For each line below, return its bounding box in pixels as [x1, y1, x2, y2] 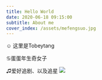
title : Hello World [6, 8, 54, 15]
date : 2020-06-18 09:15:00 [6, 14, 73, 20]
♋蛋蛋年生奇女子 [6, 55, 47, 62]
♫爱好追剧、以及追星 [6, 68, 58, 75]
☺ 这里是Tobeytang [6, 42, 55, 49]
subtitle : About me [6, 20, 54, 25]
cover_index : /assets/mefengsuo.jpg [6, 25, 96, 31]
